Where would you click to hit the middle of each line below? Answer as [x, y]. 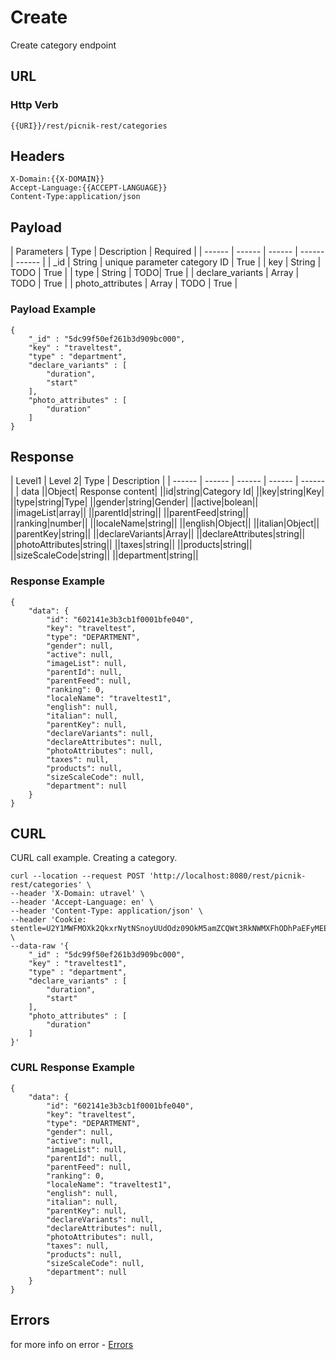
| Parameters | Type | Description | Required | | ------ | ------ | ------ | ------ [167, 252]
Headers [37, 156]
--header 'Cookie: [48, 920]
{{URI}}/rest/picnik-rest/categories [89, 126]
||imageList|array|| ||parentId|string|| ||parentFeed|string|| [129, 513]
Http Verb [34, 105]
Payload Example [53, 309]
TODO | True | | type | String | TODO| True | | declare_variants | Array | [155, 273]
